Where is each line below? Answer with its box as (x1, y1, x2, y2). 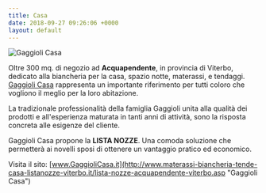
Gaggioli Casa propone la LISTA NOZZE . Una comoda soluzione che (8, 136, 232, 146)
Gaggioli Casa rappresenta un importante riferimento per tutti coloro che (8, 80, 245, 89)
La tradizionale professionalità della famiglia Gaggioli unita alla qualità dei (8, 104, 248, 113)
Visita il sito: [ (8, 160, 52, 169)
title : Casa (8, 11, 48, 20)
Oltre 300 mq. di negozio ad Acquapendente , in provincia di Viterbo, (8, 63, 234, 73)
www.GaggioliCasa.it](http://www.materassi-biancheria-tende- (51, 160, 258, 169)
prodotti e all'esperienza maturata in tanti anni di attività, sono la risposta (8, 112, 246, 122)
